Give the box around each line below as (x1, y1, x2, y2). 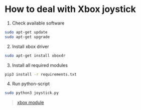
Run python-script (12, 81, 50, 87)
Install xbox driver (12, 43, 49, 49)
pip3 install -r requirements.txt (5, 71, 77, 77)
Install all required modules (12, 62, 68, 68)
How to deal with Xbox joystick (5, 3, 136, 15)
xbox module (17, 99, 44, 105)
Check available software (12, 20, 65, 26)
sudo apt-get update (5, 29, 48, 34)
